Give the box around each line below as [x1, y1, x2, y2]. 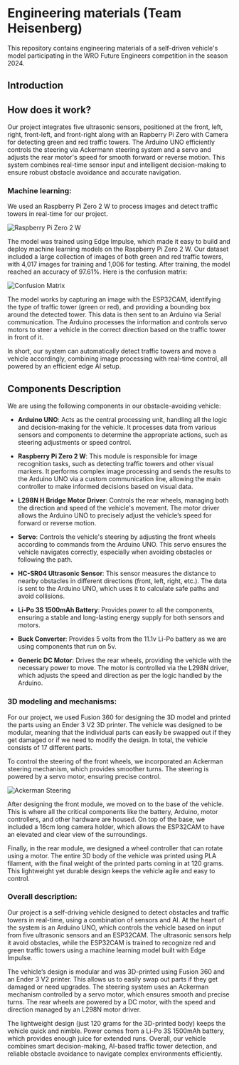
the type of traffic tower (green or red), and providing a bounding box [7, 303, 211, 312]
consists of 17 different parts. [7, 743, 93, 751]
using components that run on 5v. [17, 642, 117, 651]
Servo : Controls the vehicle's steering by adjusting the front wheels [17, 532, 216, 541]
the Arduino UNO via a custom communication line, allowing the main [17, 475, 221, 483]
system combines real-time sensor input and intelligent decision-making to [7, 160, 227, 169]
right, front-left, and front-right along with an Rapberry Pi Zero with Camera [7, 130, 229, 139]
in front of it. [7, 333, 44, 341]
